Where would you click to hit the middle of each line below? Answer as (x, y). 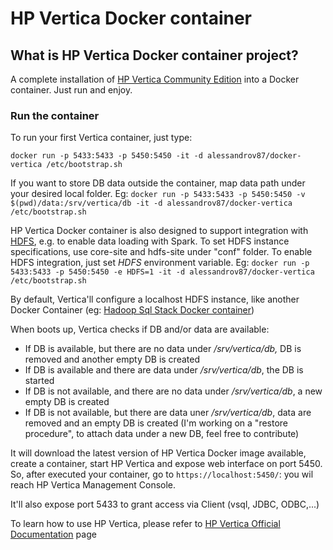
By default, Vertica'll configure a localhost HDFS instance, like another (155, 299)
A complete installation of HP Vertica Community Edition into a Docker (155, 79)
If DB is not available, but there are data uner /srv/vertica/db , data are (168, 413)
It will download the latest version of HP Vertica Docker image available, (158, 453)
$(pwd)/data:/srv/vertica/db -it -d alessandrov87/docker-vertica (151, 203)
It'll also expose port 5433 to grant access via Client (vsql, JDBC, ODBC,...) (165, 504)
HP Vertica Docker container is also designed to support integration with (159, 231)
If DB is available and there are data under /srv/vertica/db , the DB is (164, 370)
